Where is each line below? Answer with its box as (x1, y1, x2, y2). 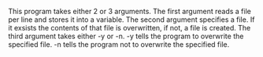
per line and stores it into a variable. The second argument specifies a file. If (8, 15, 255, 24)
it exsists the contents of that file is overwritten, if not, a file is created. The (8, 23, 251, 32)
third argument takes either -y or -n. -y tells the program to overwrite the (8, 31, 244, 41)
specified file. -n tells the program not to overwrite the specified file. (8, 40, 230, 49)
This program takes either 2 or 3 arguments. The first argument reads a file (8, 7, 252, 16)
